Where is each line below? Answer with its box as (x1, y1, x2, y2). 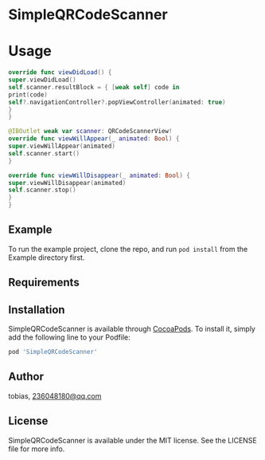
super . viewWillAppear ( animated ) (8, 142, 115, 150)
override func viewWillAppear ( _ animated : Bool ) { (8, 135, 180, 143)
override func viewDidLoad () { (8, 69, 112, 77)
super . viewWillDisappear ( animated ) (8, 179, 127, 187)
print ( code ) (8, 90, 48, 99)
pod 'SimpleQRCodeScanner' (8, 348, 98, 356)
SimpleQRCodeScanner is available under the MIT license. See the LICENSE (8, 435, 257, 445)
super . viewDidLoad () (8, 76, 77, 84)
